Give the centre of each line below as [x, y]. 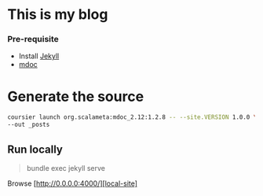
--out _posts [29, 125]
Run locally [35, 149]
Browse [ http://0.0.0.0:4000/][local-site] [73, 183]
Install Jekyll [39, 56]
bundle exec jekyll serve [66, 168]
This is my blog [58, 15]
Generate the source [76, 96]
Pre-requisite [33, 39]
